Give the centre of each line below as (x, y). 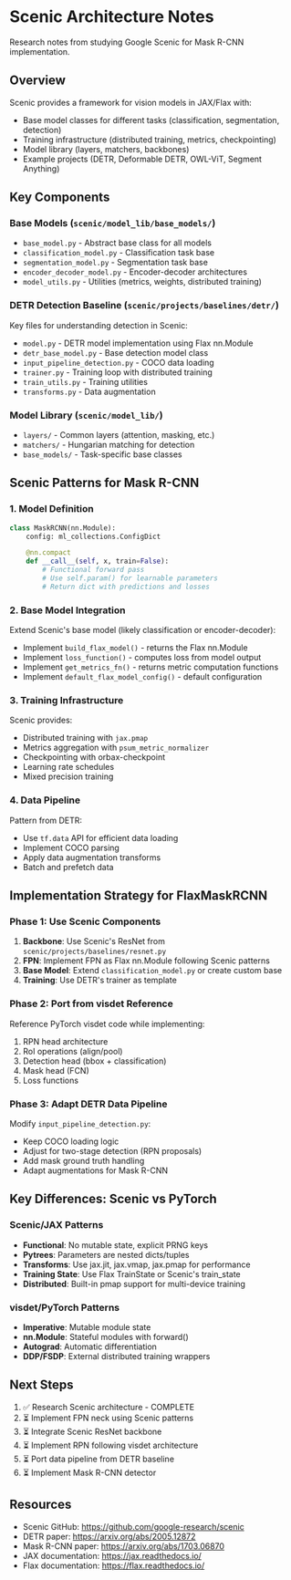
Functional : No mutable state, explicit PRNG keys (115, 1245)
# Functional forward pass (94, 570)
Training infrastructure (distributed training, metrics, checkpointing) (149, 140)
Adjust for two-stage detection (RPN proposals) (112, 1151)
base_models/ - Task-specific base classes (102, 454)
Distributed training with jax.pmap (85, 738)
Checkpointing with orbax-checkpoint (94, 757)
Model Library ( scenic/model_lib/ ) (86, 415)
